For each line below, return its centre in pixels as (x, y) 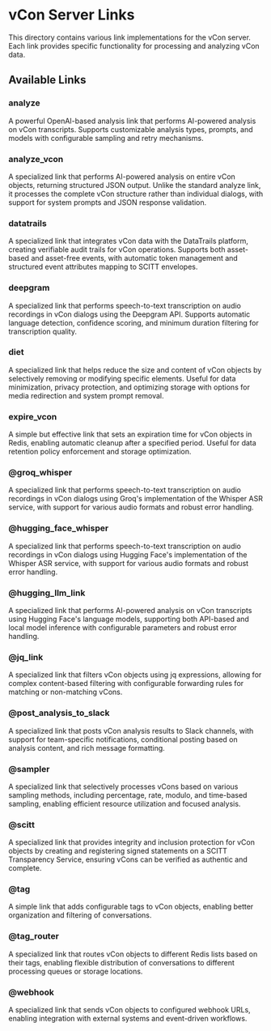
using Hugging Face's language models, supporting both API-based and (129, 619)
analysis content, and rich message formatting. (87, 748)
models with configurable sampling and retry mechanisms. (106, 138)
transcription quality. (42, 331)
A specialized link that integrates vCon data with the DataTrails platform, (128, 241)
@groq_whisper (40, 473)
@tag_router (34, 936)
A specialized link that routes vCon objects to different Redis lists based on (133, 954)
